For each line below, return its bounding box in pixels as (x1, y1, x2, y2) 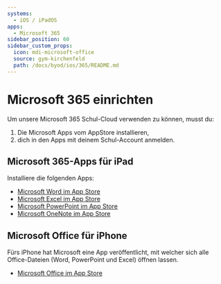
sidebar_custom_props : (7, 42, 73, 49)
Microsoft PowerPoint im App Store (17, 202, 118, 210)
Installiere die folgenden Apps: (7, 174, 95, 183)
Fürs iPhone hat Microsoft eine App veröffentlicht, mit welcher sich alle (7, 248, 209, 257)
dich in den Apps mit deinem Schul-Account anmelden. (17, 135, 175, 144)
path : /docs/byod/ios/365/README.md (13, 62, 119, 69)
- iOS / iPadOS (13, 17, 58, 24)
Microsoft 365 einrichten (7, 92, 154, 108)
